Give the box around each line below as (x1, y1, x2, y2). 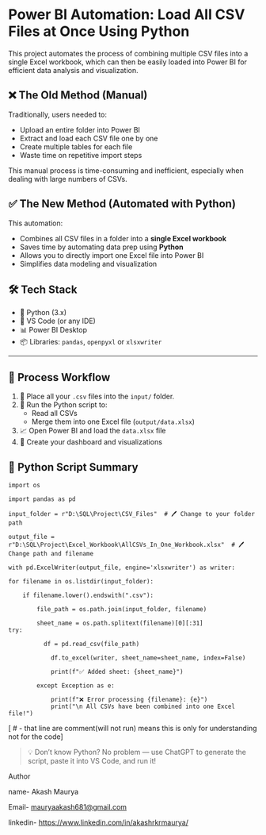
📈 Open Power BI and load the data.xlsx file (19, 426, 166, 436)
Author (8, 772, 31, 781)
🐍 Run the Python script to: (19, 400, 108, 410)
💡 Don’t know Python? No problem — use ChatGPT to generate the (27, 748, 247, 756)
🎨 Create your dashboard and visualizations (19, 437, 162, 447)
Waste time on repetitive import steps (19, 150, 142, 160)
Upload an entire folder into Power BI (19, 125, 141, 134)
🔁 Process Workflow (8, 371, 111, 384)
